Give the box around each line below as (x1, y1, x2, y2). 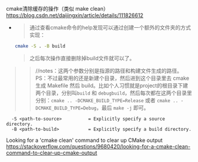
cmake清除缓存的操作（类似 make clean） (6, 5, 109, 12)
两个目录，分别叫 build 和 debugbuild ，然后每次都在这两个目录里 (35, 89, 192, 96)
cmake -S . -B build (14, 43, 66, 49)
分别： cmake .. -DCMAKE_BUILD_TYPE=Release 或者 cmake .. (35, 96, 178, 103)
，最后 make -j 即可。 (96, 104, 150, 111)
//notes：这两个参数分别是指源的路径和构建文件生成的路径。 (35, 67, 183, 74)
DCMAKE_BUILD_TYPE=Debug (35, 105, 97, 111)
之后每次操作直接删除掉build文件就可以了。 (29, 54, 135, 61)
